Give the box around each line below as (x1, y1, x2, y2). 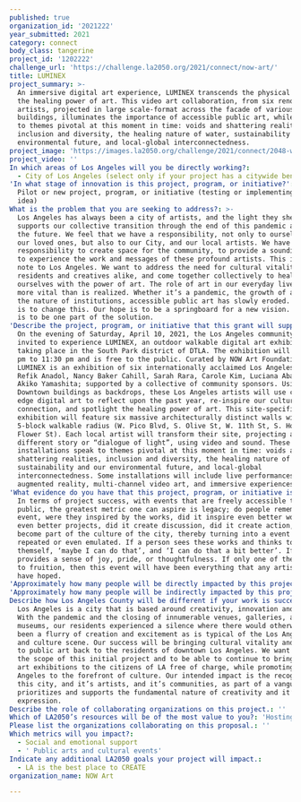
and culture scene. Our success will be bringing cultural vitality (17, 638, 279, 647)
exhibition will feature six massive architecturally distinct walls (17, 413, 282, 422)
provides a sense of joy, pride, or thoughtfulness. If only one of (17, 555, 279, 564)
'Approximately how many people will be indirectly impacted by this (9, 588, 275, 597)
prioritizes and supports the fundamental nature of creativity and (17, 687, 279, 697)
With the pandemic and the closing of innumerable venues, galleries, (17, 613, 287, 622)
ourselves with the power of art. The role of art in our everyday (17, 280, 275, 289)
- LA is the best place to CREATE (17, 763, 146, 772)
